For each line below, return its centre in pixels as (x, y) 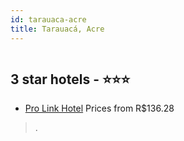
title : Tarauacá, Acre (57, 29)
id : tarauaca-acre (48, 19)
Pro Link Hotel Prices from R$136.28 (99, 108)
